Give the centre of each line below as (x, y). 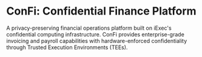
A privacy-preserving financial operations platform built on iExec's (89, 28)
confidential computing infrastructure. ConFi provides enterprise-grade (96, 34)
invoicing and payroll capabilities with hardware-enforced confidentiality (97, 41)
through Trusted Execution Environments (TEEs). (67, 47)
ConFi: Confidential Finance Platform (101, 11)
